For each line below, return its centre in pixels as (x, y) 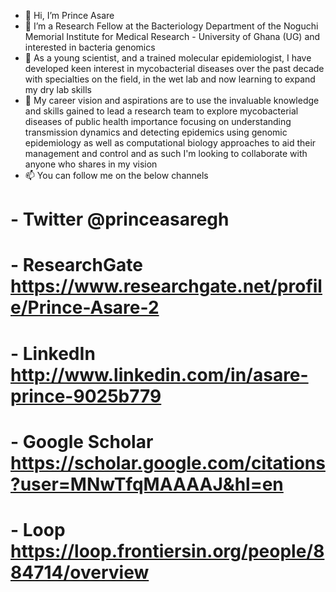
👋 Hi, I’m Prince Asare (69, 15)
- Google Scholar (82, 441)
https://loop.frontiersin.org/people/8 (167, 551)
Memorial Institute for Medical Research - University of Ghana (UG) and (172, 36)
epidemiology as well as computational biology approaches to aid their (170, 143)
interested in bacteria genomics (90, 47)
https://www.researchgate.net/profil (166, 286)
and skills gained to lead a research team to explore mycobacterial (161, 111)
